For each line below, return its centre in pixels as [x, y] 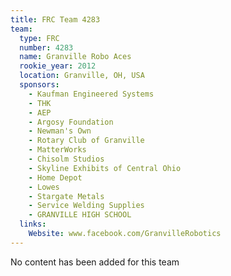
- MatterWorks [57, 150]
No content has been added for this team [95, 262]
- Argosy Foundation [71, 122]
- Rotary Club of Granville [86, 141]
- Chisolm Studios [66, 159]
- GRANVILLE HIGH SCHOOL [80, 215]
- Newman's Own [60, 131]
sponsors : [39, 85]
